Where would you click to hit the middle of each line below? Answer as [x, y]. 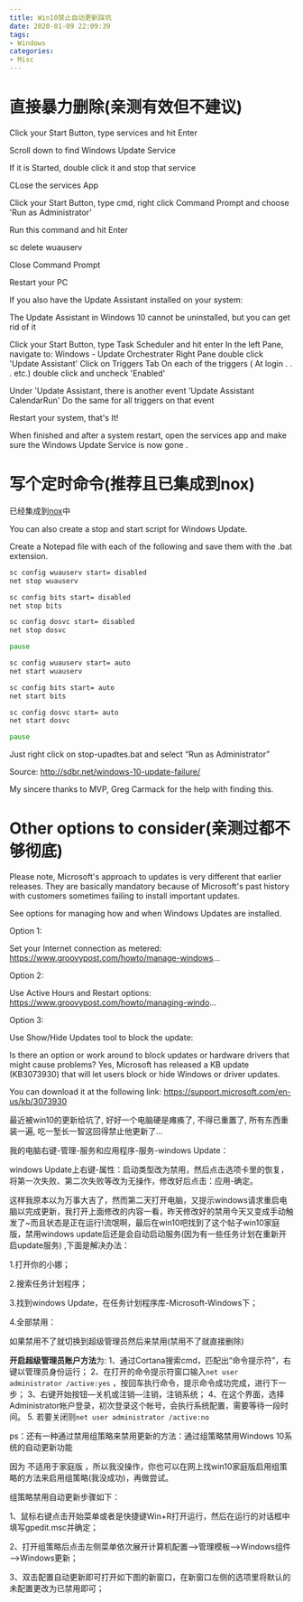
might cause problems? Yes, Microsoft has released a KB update [129, 1065]
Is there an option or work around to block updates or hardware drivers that [150, 1055]
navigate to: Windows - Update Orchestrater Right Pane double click [137, 354]
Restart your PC [39, 282]
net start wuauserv [46, 671]
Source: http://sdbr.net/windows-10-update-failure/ [105, 772]
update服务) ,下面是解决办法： [73, 1245]
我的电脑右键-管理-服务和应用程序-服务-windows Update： [119, 1150]
